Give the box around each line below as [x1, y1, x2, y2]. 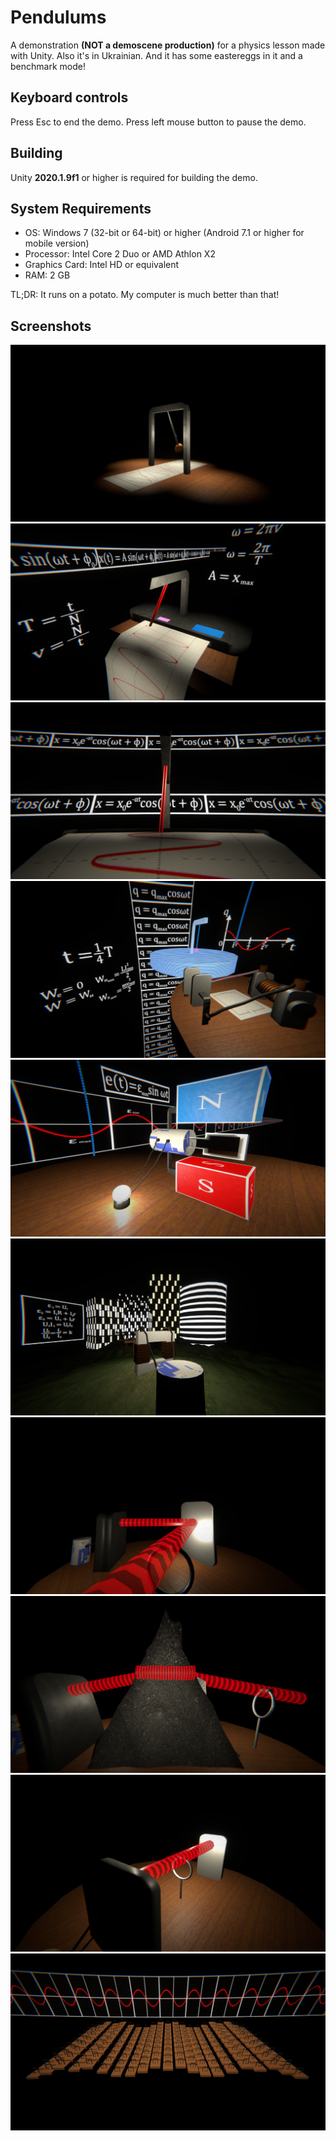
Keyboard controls [10, 89, 129, 106]
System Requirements [10, 200, 152, 217]
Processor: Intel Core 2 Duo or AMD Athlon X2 [24, 248, 216, 260]
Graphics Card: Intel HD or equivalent [24, 259, 180, 271]
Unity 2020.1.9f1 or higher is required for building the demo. [10, 171, 258, 183]
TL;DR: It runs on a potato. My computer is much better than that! [10, 289, 280, 301]
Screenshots [10, 317, 92, 335]
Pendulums [10, 6, 107, 29]
